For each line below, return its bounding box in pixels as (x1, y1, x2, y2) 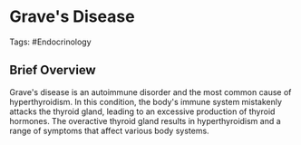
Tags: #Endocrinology (9, 36, 92, 47)
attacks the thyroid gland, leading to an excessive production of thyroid (9, 106, 276, 117)
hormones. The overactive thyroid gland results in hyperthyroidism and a (9, 115, 281, 126)
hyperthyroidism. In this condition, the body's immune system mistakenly (9, 96, 283, 107)
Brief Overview (9, 63, 97, 78)
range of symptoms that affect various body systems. (9, 125, 210, 136)
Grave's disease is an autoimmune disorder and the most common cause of (9, 86, 292, 97)
